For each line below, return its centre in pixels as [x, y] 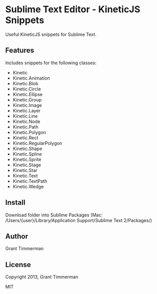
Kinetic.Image [27, 105]
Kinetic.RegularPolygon [37, 143]
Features [20, 50]
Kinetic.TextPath [30, 181]
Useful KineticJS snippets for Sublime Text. [51, 34]
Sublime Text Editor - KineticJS [73, 9]
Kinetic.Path [25, 127]
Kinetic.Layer [27, 110]
